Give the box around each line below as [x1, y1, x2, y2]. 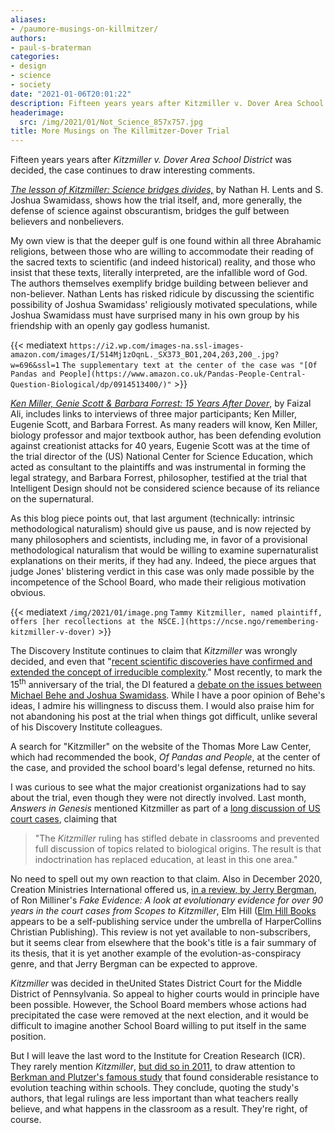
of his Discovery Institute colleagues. [10, 721, 163, 733]
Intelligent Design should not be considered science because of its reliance [10, 482, 320, 495]
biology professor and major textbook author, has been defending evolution [10, 429, 322, 441]
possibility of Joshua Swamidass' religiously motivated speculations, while [10, 299, 318, 311]
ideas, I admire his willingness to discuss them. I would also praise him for [10, 699, 315, 711]
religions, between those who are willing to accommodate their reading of [10, 246, 314, 258]
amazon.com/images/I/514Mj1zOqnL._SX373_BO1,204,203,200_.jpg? [10, 350, 280, 360]
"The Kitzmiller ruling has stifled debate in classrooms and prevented [34, 832, 320, 844]
